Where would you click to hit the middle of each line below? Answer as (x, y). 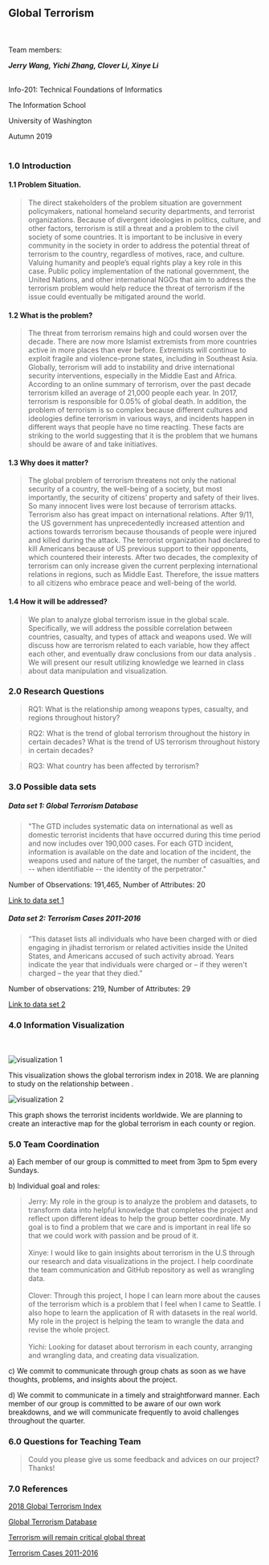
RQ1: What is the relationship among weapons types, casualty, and (138, 709)
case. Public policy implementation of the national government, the (139, 271)
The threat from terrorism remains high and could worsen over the (137, 333)
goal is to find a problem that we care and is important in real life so (139, 1227)
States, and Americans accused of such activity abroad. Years (131, 956)
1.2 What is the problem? (51, 315)
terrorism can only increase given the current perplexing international (143, 566)
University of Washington (50, 121)
